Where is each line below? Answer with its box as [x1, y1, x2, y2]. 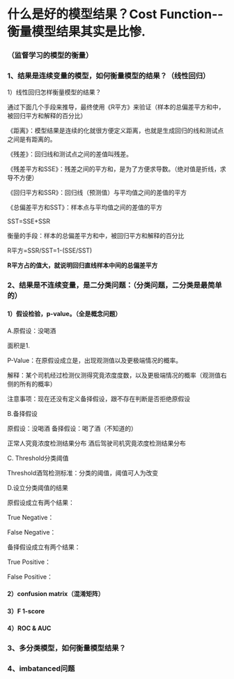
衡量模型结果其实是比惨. [7, 24, 146, 40]
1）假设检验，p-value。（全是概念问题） [7, 309, 122, 318]
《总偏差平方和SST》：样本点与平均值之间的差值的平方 [7, 203, 162, 211]
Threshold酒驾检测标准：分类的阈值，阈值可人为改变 [7, 468, 159, 477]
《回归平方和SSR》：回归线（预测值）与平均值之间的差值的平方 [7, 188, 187, 197]
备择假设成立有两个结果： [7, 542, 81, 551]
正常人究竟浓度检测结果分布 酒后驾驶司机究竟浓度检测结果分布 [7, 439, 186, 447]
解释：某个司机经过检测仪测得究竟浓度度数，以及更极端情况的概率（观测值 [7, 371, 221, 379]
